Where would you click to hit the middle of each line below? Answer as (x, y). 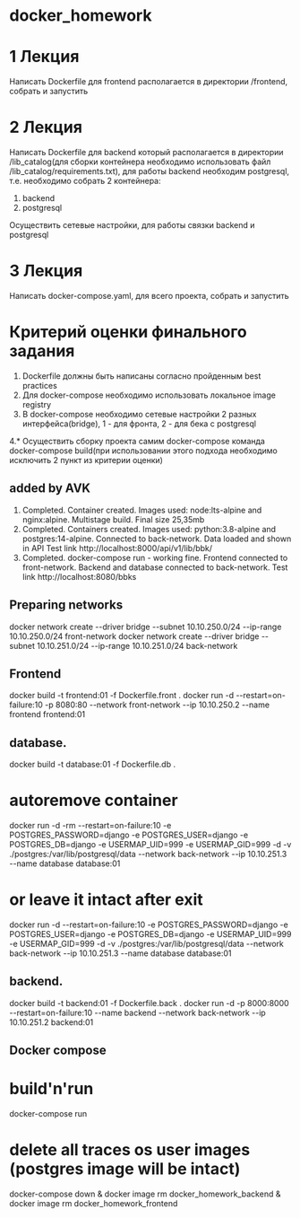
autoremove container (94, 801)
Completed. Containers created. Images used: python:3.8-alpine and (149, 529)
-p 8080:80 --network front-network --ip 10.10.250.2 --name (157, 705)
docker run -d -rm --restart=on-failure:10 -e (90, 826)
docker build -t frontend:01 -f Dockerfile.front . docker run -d (122, 696)
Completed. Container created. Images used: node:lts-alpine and (142, 510)
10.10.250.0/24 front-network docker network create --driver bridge (134, 636)
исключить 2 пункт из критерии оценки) (86, 460)
